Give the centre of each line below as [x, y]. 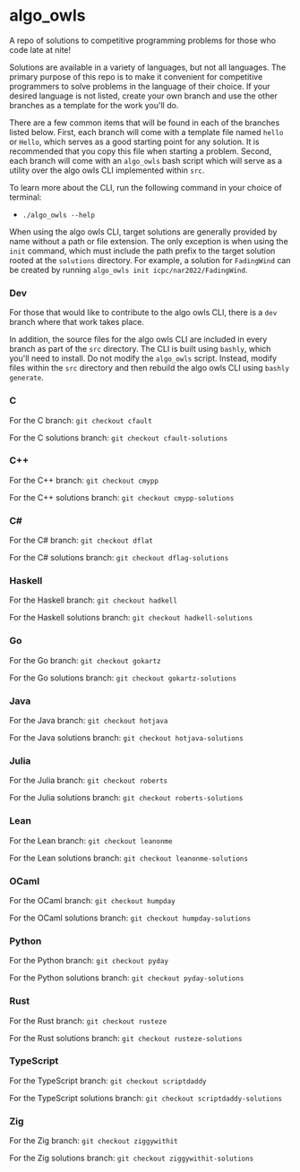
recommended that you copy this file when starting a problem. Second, [141, 151]
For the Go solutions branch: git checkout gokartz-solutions [123, 678]
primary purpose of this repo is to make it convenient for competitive [136, 76]
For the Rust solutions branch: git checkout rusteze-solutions [126, 1038]
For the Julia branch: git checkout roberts [89, 781]
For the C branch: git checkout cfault [81, 420]
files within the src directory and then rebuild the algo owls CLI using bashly [149, 368]
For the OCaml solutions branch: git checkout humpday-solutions [130, 918]
